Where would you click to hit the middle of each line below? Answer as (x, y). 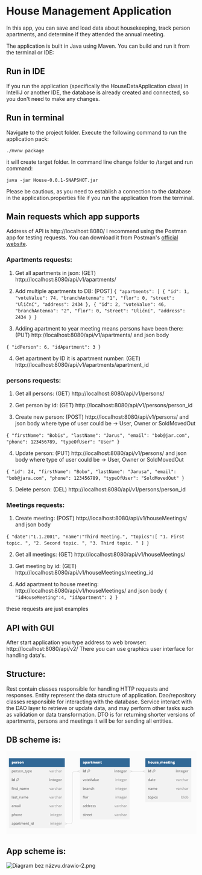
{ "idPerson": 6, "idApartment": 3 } (54, 347)
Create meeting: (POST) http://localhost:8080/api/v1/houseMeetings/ (101, 518)
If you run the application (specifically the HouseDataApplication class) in (97, 86)
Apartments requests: (39, 260)
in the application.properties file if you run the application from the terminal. (100, 198)
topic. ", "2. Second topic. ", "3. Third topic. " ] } (78, 543)
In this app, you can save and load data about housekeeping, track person (98, 28)
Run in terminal (35, 118)
